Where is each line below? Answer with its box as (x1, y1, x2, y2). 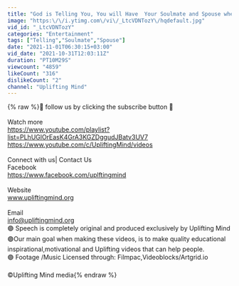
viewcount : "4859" (7, 63, 62, 70)
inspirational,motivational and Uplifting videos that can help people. (7, 245, 205, 253)
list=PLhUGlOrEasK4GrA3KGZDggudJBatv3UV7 (7, 133, 148, 142)
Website (7, 186, 32, 194)
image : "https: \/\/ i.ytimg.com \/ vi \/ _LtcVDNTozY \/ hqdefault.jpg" (7, 17, 205, 24)
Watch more (7, 118, 43, 127)
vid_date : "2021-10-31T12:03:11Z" (7, 51, 110, 58)
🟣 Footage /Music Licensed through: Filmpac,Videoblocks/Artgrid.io (7, 253, 208, 262)
